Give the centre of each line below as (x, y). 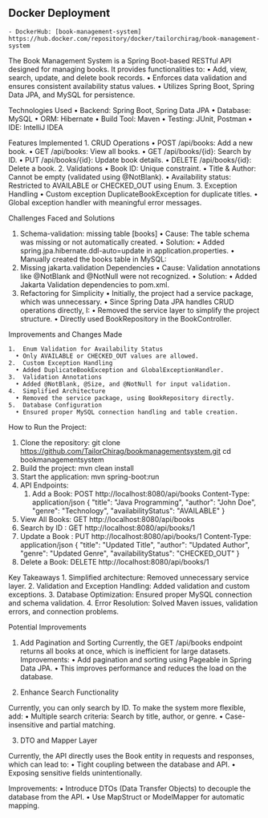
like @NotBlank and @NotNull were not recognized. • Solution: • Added (138, 276)
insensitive (26, 724)
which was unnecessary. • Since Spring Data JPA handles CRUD (127, 302)
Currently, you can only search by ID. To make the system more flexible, (127, 707)
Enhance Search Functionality (69, 692)
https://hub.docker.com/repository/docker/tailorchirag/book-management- (134, 38)
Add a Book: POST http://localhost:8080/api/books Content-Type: (141, 493)
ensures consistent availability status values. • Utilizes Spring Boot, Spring (132, 86)
